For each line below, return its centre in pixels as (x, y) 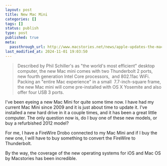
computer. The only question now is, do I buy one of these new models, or (81, 118)
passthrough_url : (28, 47)
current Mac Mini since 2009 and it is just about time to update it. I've (76, 107)
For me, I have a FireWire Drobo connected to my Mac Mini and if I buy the (81, 133)
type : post (16, 33)
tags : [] (14, 24)
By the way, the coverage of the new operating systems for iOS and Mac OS (83, 153)
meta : (11, 42)
